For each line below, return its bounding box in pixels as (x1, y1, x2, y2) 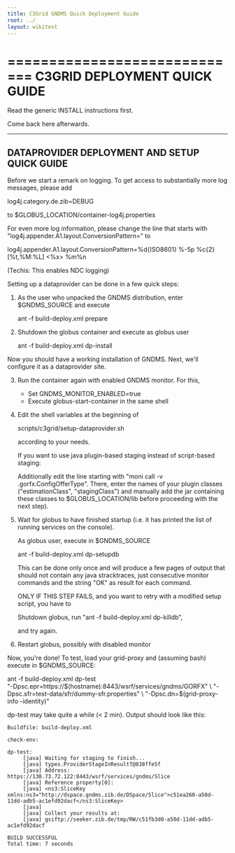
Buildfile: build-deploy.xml (7, 724, 92, 731)
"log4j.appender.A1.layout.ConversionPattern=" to (7, 232, 151, 240)
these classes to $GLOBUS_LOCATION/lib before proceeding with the (17, 495, 218, 503)
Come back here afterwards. (7, 120, 90, 128)
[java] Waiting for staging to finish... (22, 755, 145, 762)
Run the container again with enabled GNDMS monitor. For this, (17, 376, 201, 385)
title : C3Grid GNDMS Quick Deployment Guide (7, 10, 139, 17)
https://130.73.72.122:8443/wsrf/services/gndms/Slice (7, 773, 171, 780)
